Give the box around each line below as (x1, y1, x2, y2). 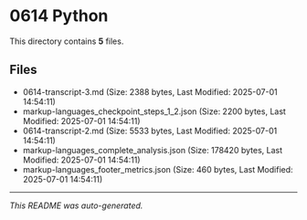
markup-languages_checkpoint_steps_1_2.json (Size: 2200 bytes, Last (22, 106, 286, 117)
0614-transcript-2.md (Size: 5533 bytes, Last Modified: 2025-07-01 (22, 125, 278, 136)
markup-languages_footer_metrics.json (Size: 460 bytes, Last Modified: (22, 163, 294, 174)
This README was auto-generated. (9, 200, 143, 211)
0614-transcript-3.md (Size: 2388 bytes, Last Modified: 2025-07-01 (22, 86, 278, 97)
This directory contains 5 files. (9, 36, 124, 47)
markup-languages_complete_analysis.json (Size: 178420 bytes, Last (22, 144, 283, 155)
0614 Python (9, 5, 109, 26)
